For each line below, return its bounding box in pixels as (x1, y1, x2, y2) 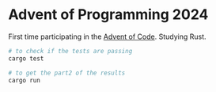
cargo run (8, 76, 41, 84)
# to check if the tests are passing (8, 47, 133, 55)
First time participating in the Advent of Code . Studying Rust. (8, 32, 207, 41)
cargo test (8, 54, 44, 63)
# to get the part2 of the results (8, 69, 126, 77)
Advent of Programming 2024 (8, 6, 209, 24)
